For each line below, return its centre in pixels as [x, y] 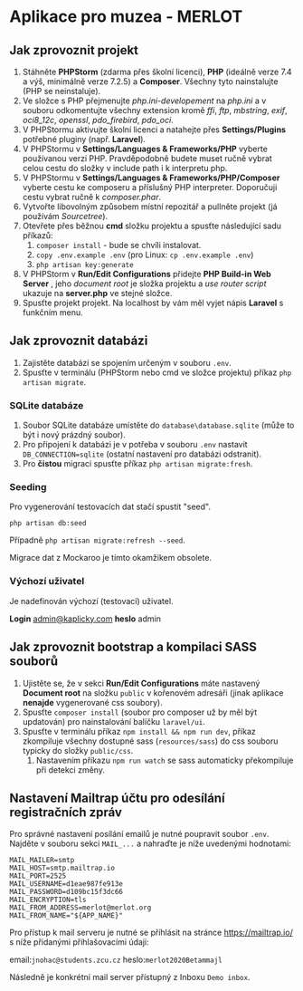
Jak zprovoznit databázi [79, 341]
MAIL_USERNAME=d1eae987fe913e [66, 884]
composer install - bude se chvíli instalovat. [118, 245]
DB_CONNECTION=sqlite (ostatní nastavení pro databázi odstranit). [142, 454]
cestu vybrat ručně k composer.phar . [92, 197]
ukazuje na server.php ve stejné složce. [97, 293]
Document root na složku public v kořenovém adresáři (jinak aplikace [153, 693]
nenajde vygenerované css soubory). [92, 702]
